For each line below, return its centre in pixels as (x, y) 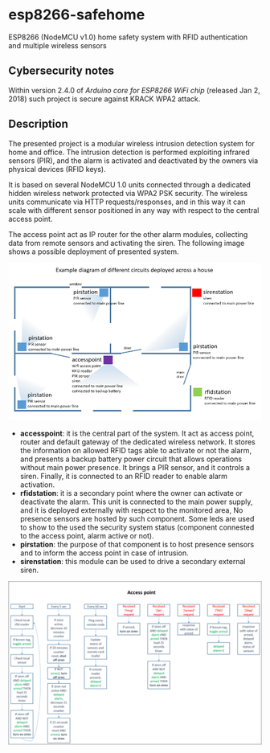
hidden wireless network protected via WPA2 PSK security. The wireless (128, 193)
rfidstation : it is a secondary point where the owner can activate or (131, 493)
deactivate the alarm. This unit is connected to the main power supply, (136, 501)
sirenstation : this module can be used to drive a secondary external (133, 561)
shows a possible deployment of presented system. (94, 252)
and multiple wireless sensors (57, 45)
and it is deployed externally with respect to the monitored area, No (131, 510)
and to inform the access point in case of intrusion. (104, 553)
